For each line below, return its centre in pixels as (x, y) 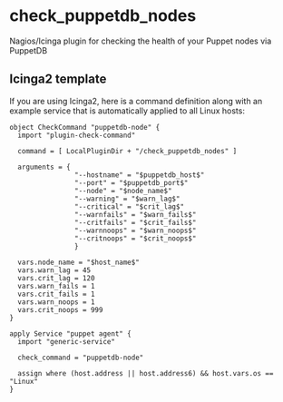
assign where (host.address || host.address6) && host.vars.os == (146, 373)
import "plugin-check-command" (77, 135)
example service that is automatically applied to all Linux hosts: (127, 111)
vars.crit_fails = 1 (56, 294)
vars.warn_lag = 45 (54, 270)
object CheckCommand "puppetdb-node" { (85, 127)
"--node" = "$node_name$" (123, 191)
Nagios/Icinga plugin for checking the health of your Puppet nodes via (141, 41)
